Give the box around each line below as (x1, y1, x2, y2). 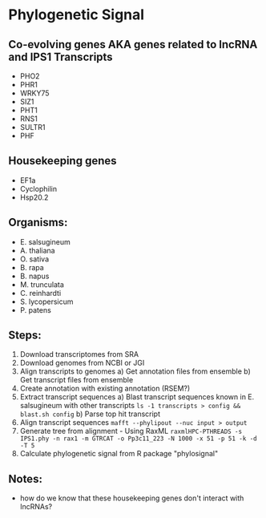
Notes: (8, 471, 42, 486)
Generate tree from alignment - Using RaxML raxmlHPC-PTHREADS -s (19, 427, 243, 436)
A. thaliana (19, 245, 55, 255)
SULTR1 (19, 123, 46, 132)
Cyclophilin (19, 184, 58, 193)
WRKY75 (19, 88, 50, 98)
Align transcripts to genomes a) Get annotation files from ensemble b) (19, 366, 251, 376)
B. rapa (19, 262, 44, 272)
